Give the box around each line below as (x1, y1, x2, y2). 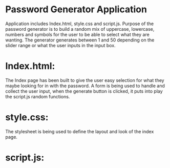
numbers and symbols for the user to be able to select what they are (5, 31, 150, 37)
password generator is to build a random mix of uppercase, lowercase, (5, 26, 155, 32)
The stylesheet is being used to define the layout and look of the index (5, 128, 154, 134)
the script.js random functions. (5, 93, 70, 99)
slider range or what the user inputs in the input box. (5, 42, 116, 48)
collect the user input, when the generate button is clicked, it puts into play (5, 88, 163, 94)
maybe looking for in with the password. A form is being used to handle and (5, 82, 165, 89)
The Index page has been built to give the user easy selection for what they (5, 77, 165, 83)
